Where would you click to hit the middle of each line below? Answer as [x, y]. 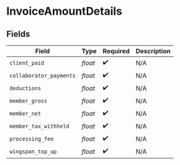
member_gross [29, 101]
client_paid [27, 63]
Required [116, 51]
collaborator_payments [42, 75]
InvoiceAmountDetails [65, 11]
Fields [18, 34]
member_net [25, 113]
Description [153, 51]
